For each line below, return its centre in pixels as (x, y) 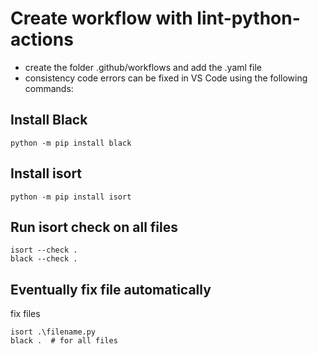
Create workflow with (101, 18)
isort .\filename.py (53, 332)
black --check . (44, 259)
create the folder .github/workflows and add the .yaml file (143, 67)
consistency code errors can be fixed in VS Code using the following (166, 78)
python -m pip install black (71, 143)
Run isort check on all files (94, 227)
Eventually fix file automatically (111, 289)
